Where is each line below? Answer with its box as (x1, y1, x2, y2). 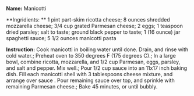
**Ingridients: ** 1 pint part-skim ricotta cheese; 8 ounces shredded (6, 16, 170, 23)
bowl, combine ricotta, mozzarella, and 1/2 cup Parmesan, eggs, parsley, (6, 58, 181, 65)
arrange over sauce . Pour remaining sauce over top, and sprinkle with (6, 77, 175, 84)
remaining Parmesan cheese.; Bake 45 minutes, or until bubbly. (6, 83, 158, 90)
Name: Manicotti (6, 5, 47, 12)
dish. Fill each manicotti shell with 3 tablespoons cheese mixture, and (6, 71, 173, 77)
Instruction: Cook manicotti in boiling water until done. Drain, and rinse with (6, 46, 189, 53)
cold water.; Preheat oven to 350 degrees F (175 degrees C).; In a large (6, 52, 176, 59)
